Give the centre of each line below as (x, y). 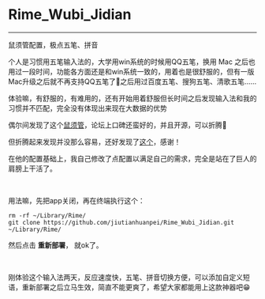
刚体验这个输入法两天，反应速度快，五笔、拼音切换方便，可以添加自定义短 (129, 277)
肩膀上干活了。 (32, 168)
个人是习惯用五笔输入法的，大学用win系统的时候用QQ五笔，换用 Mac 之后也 (132, 62)
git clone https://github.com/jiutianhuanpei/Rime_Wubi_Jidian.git (121, 222)
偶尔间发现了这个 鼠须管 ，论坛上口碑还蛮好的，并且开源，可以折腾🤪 (118, 125)
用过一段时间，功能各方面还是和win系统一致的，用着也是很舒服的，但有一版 (131, 71)
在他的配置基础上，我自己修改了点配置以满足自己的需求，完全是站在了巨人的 (132, 158)
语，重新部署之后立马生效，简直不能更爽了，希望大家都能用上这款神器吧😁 (129, 287)
